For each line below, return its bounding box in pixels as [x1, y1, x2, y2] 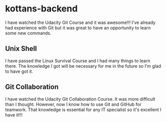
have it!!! [5, 112, 23, 118]
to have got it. [5, 68, 33, 74]
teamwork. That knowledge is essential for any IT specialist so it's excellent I [5, 107, 162, 113]
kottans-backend [5, 3, 78, 14]
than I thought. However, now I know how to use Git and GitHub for [5, 101, 142, 107]
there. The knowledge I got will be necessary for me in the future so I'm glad [5, 63, 161, 69]
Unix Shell [5, 44, 37, 53]
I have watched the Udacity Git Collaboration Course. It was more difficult [5, 96, 156, 102]
